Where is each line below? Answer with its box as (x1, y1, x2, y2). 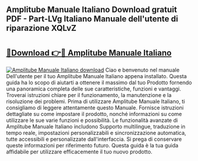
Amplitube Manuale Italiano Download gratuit (6, 5, 177, 15)
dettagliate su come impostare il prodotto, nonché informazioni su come (6, 111, 182, 117)
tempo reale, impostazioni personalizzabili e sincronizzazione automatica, (6, 130, 187, 136)
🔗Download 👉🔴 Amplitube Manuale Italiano (6, 47, 172, 58)
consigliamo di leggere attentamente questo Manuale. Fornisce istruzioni (6, 104, 184, 111)
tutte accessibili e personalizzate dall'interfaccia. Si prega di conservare (6, 136, 182, 143)
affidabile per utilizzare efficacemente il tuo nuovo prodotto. (6, 148, 153, 155)
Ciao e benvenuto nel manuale (105, 66, 180, 73)
